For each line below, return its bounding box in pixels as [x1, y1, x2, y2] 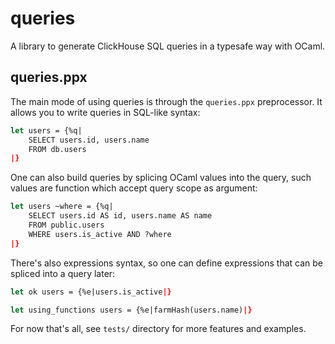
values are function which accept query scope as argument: [10, 182, 258, 194]
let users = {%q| [10, 125, 83, 136]
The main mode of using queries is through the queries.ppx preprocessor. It [10, 95, 323, 107]
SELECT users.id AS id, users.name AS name [28, 211, 213, 221]
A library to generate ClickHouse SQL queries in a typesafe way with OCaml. [10, 40, 326, 52]
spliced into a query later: [10, 267, 116, 279]
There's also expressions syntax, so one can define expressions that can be [10, 257, 324, 269]
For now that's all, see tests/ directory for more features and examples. [10, 323, 307, 335]
